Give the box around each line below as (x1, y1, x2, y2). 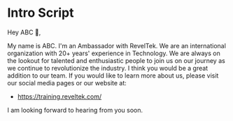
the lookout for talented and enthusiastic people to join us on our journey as (7, 56, 225, 64)
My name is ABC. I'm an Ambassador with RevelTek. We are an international (7, 41, 226, 50)
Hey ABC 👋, (7, 28, 41, 36)
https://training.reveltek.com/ (17, 92, 102, 101)
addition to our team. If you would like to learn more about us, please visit (7, 71, 219, 80)
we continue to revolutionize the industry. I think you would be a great (7, 64, 209, 72)
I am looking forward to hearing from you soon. (7, 106, 143, 114)
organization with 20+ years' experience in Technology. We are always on (7, 49, 220, 57)
